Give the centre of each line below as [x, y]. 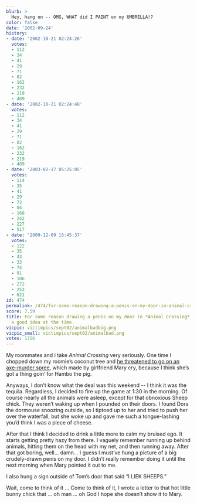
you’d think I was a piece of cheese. [49, 423]
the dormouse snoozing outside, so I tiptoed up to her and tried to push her [97, 410]
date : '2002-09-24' [30, 28]
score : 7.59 [21, 311]
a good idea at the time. [43, 322]
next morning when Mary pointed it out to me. [62, 465]
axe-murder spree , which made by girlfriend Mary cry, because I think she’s [98, 368]
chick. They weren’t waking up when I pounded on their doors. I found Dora [97, 404]
